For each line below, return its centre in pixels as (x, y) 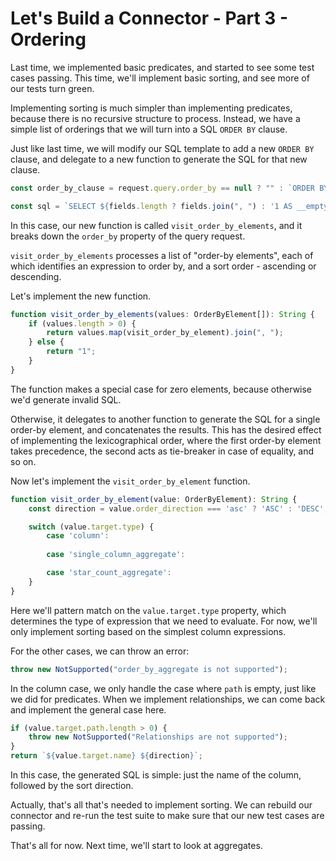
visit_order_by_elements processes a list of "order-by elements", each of (162, 255)
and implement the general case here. (88, 709)
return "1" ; (71, 352)
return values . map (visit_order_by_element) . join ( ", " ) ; (165, 333)
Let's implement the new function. (81, 296)
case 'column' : (78, 536)
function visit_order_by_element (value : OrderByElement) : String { (154, 499)
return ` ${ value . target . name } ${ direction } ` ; (106, 756)
